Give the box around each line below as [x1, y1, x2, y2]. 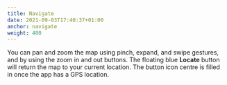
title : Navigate [7, 10, 54, 17]
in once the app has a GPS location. [7, 70, 110, 79]
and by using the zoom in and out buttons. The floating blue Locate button [7, 56, 220, 64]
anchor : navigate [7, 23, 58, 30]
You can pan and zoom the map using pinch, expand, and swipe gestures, [7, 48, 219, 57]
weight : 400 [7, 29, 42, 37]
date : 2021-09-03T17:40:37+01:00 [7, 17, 104, 23]
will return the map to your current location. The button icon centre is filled [7, 63, 221, 71]
